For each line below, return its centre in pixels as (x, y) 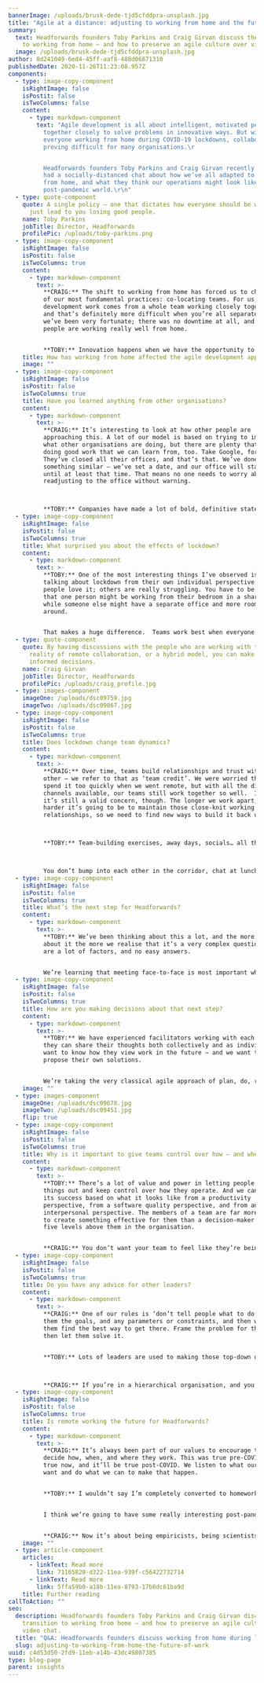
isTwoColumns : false (56, 103)
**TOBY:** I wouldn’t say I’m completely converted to (134, 1494)
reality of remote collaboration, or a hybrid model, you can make (142, 654)
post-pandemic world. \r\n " (87, 190)
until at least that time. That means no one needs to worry (145, 474)
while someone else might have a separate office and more (142, 604)
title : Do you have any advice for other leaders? (107, 1285)
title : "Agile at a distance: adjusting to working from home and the (126, 23)
